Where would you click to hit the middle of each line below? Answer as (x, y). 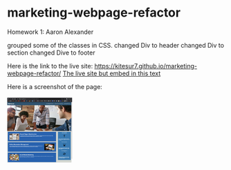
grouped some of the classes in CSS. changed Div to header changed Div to (116, 45)
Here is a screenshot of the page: (55, 86)
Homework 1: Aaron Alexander (50, 32)
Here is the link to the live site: (50, 66)
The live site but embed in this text (112, 73)
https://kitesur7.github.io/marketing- (146, 66)
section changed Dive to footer (51, 53)
